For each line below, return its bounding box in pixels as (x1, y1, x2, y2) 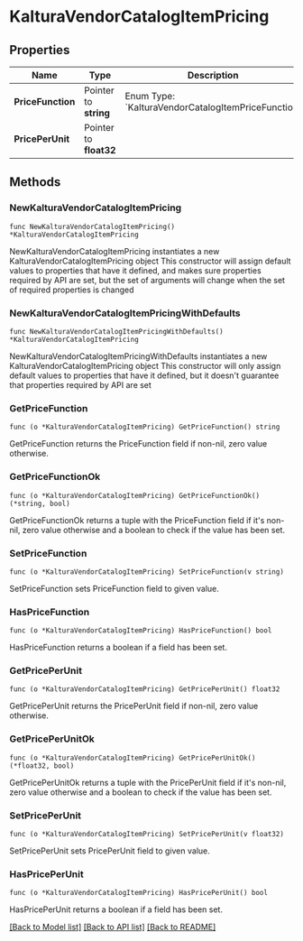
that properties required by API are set (9, 379, 151, 390)
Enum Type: (124, 90, 176, 102)
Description (187, 69, 239, 81)
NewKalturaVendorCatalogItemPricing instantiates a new (9, 245, 220, 256)
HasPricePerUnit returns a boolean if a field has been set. (9, 904, 224, 915)
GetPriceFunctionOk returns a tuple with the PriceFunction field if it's (9, 514, 265, 525)
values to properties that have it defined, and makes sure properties (9, 264, 262, 276)
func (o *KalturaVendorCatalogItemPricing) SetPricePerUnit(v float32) (9, 830, 284, 839)
